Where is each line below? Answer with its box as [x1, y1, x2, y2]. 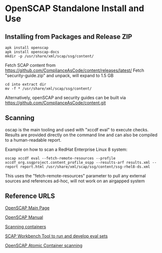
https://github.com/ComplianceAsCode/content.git [5, 100, 106, 106]
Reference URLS [5, 192, 55, 200]
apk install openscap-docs [5, 49, 59, 54]
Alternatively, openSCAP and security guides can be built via [5, 95, 126, 100]
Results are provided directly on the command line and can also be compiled [5, 132, 158, 138]
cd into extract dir [5, 82, 47, 87]
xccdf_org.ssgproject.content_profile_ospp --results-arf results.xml [5, 160, 150, 165]
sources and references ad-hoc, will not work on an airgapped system [5, 178, 145, 184]
